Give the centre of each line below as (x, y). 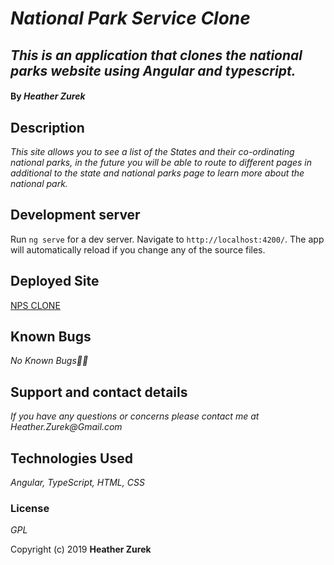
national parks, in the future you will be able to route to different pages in (161, 162)
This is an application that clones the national (156, 55)
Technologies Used (71, 458)
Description (47, 127)
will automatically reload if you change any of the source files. (138, 249)
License (30, 508)
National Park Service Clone (130, 18)
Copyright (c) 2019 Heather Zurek (81, 549)
